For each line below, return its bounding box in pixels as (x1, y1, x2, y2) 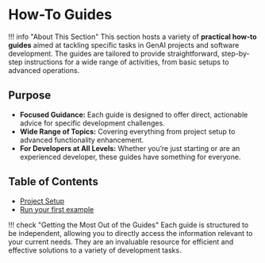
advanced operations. (8, 65, 80, 75)
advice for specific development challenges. (19, 118, 165, 128)
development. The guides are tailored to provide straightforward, (8, 48, 220, 58)
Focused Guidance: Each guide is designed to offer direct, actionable (19, 110, 248, 119)
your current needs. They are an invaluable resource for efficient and (8, 237, 234, 246)
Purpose (8, 89, 52, 102)
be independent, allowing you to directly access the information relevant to (8, 228, 253, 238)
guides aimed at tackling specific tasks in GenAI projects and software (8, 40, 240, 49)
